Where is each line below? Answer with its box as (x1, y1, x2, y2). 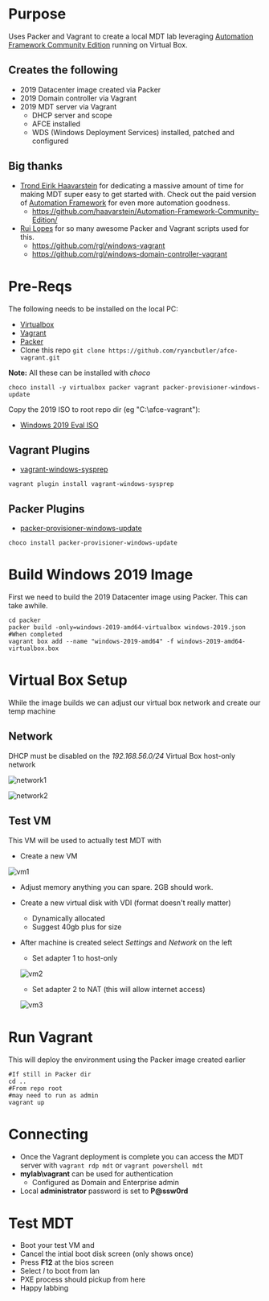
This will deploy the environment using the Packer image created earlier (8, 1055, 247, 1064)
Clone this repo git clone (19, 345, 106, 355)
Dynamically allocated (31, 913, 106, 923)
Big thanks (8, 159, 63, 173)
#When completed (8, 631, 63, 639)
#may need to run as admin (8, 1091, 99, 1099)
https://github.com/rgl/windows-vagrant (31, 241, 165, 250)
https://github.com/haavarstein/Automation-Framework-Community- (31, 206, 259, 216)
